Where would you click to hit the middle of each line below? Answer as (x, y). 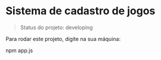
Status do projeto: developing (56, 27)
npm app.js (19, 50)
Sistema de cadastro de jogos (80, 11)
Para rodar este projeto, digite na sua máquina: (63, 39)
